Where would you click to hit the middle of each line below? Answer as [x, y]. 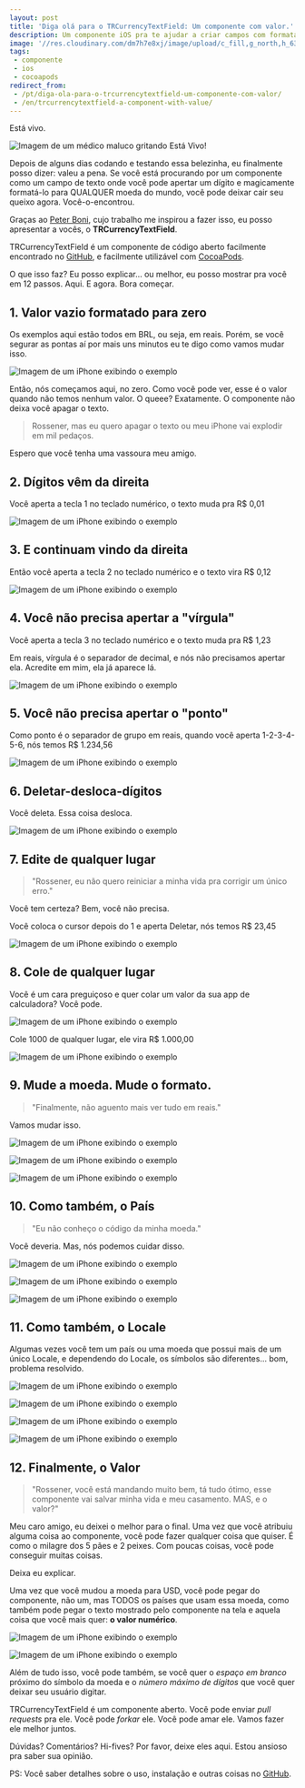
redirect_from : [38, 85]
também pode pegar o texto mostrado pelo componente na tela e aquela [145, 1610]
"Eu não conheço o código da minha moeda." [116, 1228]
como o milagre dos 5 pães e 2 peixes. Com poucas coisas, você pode [142, 1546]
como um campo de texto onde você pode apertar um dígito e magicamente [152, 183]
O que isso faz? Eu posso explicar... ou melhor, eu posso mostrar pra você [148, 275]
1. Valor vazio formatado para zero [108, 312]
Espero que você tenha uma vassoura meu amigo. [103, 453]
